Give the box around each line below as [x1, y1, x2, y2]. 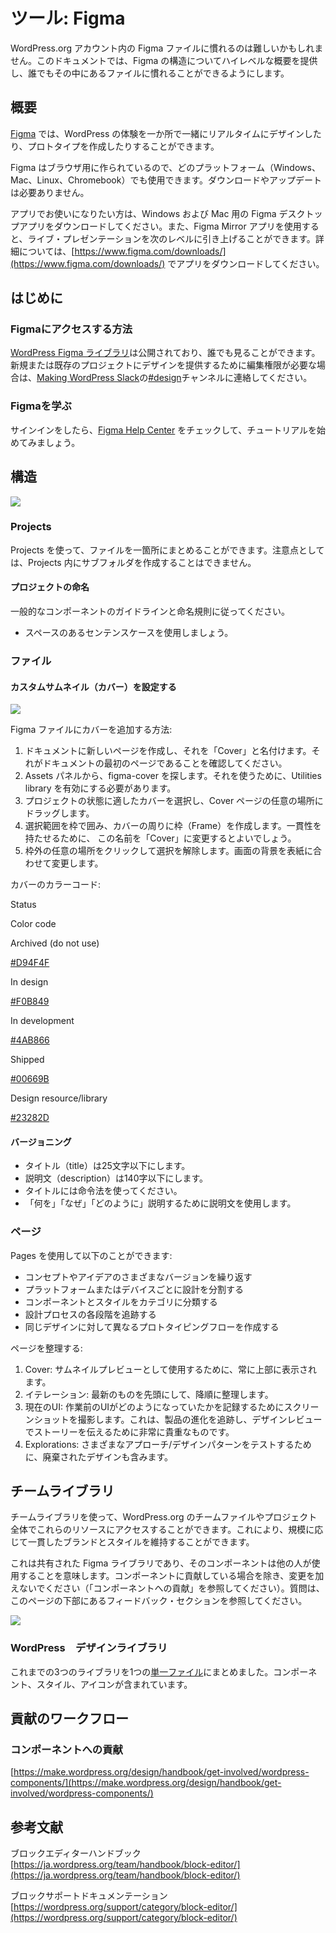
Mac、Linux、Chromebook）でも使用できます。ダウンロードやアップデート [10, 174, 323, 186]
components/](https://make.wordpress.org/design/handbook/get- [10, 1777, 282, 1789]
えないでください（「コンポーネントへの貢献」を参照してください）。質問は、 [10, 1582, 325, 1594]
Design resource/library [10, 1092, 108, 1104]
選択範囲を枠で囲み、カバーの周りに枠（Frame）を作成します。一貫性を [24, 820, 322, 832]
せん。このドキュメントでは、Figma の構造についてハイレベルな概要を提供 [10, 54, 318, 66]
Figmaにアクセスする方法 [10, 322, 133, 336]
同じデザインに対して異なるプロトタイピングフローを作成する [24, 1320, 280, 1333]
